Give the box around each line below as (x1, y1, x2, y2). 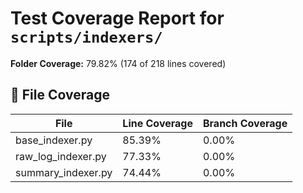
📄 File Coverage (10, 87, 110, 104)
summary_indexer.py (15, 165, 113, 179)
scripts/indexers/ (10, 28, 163, 47)
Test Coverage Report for (10, 7, 225, 30)
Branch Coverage (202, 116, 288, 130)
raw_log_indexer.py (15, 149, 107, 163)
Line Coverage (122, 116, 193, 130)
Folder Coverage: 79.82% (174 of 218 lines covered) (10, 57, 227, 69)
